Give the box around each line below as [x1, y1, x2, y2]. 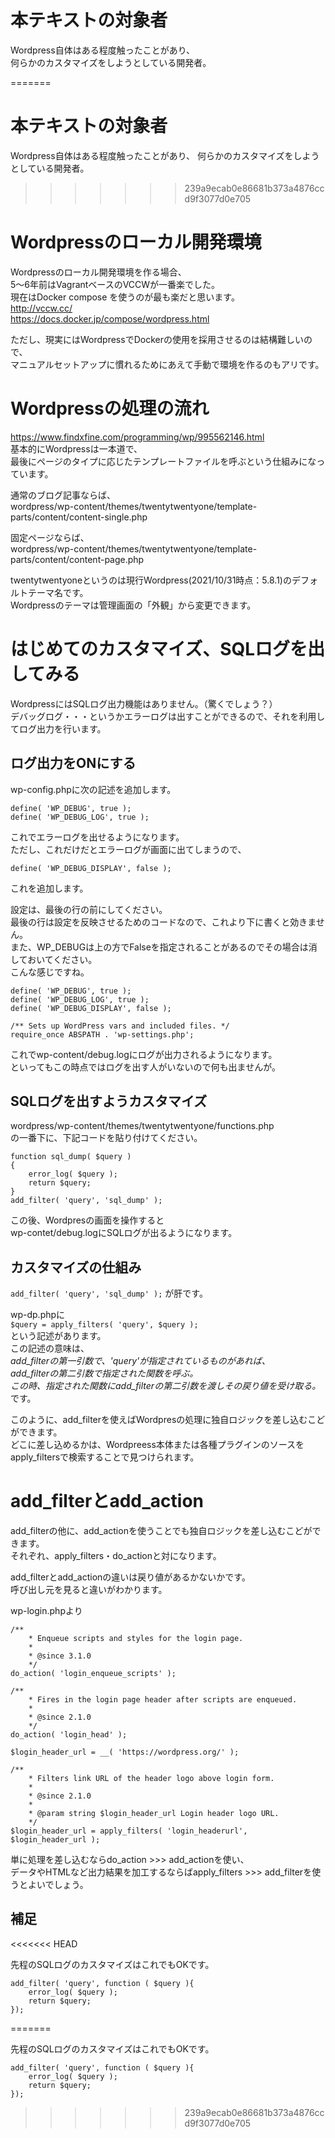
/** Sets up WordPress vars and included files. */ [10, 1021, 230, 1031]
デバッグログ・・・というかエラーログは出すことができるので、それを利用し [10, 710, 326, 722]
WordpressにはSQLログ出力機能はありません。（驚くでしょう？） [10, 697, 278, 710]
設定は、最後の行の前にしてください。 [10, 903, 168, 915]
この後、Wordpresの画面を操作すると [10, 1214, 165, 1226]
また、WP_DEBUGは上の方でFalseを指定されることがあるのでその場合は [10, 941, 309, 953]
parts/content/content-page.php [10, 553, 145, 565]
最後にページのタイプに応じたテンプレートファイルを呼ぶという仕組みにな [10, 455, 317, 467]
